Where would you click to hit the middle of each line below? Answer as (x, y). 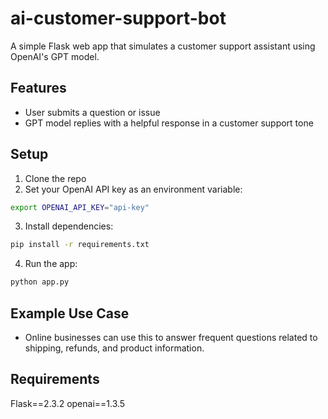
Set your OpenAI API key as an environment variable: (133, 189)
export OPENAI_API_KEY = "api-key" (80, 207)
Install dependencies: (69, 226)
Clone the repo (55, 178)
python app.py (40, 282)
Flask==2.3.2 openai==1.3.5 (68, 403)
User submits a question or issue (92, 112)
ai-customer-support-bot (118, 18)
